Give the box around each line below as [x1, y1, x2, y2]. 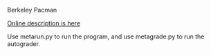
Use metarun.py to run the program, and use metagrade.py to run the [7, 32, 205, 41]
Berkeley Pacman [7, 6, 57, 14]
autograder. [7, 40, 40, 47]
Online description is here [7, 19, 81, 27]
